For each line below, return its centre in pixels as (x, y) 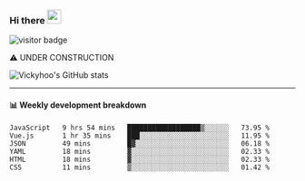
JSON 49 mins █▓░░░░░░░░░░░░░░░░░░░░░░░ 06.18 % (140, 143)
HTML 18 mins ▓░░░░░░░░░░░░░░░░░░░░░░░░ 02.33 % (140, 159)
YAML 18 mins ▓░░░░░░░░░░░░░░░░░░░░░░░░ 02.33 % (140, 151)
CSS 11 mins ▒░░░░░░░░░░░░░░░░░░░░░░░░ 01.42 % (140, 167)
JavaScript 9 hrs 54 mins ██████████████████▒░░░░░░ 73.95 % (140, 128)
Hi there (27, 20)
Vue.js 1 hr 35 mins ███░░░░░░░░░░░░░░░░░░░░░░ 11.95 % (140, 136)
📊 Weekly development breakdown (78, 105)
